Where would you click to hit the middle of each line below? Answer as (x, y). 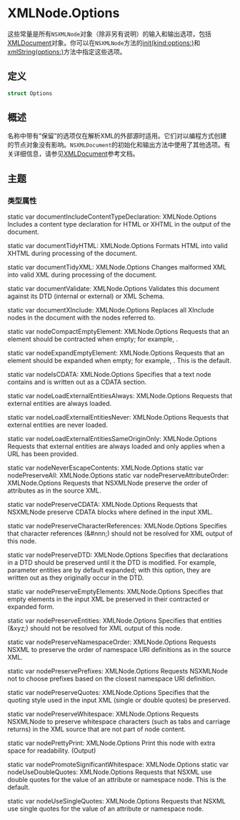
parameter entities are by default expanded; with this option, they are (109, 570)
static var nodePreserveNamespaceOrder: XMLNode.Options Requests (112, 642)
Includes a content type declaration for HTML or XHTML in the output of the (119, 224)
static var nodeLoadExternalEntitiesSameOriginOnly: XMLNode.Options (112, 439)
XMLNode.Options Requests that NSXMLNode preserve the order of (108, 483)
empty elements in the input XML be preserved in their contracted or (108, 599)
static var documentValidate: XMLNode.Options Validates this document (114, 289)
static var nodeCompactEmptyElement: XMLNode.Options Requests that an (119, 332)
